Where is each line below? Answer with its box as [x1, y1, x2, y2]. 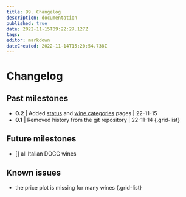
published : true [6, 20, 47, 26]
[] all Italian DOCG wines [15, 150, 77, 157]
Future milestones [6, 134, 77, 144]
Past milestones [6, 93, 69, 104]
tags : [6, 32, 20, 38]
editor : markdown [6, 37, 50, 43]
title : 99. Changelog [6, 9, 61, 15]
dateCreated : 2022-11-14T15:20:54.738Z [6, 43, 108, 49]
